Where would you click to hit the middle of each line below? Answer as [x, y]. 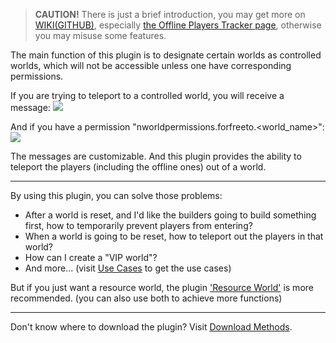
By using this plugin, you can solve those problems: [116, 195]
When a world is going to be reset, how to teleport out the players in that [174, 236]
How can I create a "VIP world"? [91, 257]
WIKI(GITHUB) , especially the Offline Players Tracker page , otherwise [178, 25]
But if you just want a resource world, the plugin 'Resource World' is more [162, 287]
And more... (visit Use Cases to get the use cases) [128, 268]
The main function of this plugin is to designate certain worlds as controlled [166, 55]
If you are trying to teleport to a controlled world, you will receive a [147, 95]
